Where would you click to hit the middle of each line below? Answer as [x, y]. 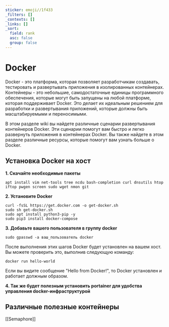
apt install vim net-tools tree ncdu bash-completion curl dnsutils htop [84, 182]
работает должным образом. [37, 276]
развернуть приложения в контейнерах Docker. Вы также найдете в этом [84, 134]
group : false [23, 43]
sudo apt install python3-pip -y [40, 214]
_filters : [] [19, 15]
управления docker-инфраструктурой [48, 291]
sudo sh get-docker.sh [29, 210]
